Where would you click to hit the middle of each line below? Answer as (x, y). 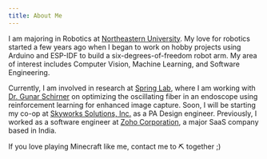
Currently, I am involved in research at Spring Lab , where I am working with (132, 88)
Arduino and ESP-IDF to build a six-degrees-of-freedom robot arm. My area (133, 55)
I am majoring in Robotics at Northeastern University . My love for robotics (129, 38)
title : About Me (35, 16)
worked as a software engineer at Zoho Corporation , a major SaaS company (133, 121)
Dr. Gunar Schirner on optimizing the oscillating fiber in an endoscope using (133, 96)
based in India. (33, 130)
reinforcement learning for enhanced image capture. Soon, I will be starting (132, 105)
